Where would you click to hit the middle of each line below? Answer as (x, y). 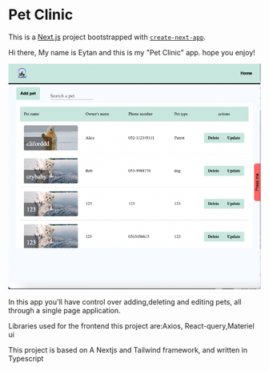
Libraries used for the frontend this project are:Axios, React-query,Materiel (131, 325)
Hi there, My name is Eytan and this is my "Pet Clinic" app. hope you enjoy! (132, 52)
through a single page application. (65, 310)
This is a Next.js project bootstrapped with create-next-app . (107, 37)
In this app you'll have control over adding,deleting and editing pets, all (125, 301)
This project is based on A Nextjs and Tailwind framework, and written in (128, 349)
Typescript (26, 358)
